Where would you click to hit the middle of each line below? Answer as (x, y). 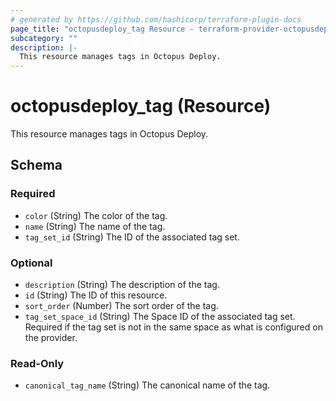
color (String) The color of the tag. (96, 215)
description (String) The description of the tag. (122, 285)
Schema (36, 165)
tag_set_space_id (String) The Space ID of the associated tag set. (160, 317)
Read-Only (37, 363)
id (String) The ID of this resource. (96, 295)
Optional (31, 263)
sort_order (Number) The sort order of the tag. (121, 306)
